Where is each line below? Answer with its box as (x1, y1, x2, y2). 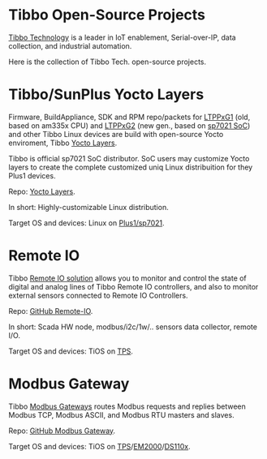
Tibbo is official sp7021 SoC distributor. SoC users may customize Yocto (8, 153, 250, 163)
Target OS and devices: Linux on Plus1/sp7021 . (8, 217, 165, 228)
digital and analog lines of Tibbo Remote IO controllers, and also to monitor (8, 281, 259, 291)
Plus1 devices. (8, 170, 56, 180)
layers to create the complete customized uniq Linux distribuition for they (8, 162, 253, 172)
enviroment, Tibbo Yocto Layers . (8, 138, 118, 148)
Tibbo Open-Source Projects (8, 6, 205, 24)
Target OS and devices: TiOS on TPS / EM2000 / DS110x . (8, 441, 191, 451)
